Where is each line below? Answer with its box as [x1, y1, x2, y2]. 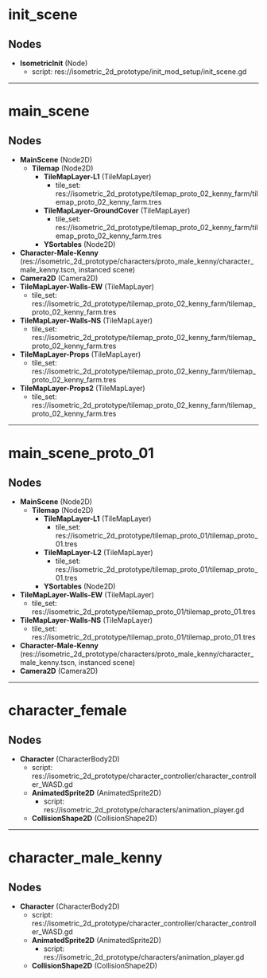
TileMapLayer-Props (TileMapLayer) [19, 350, 141, 359]
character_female [8, 702, 127, 720]
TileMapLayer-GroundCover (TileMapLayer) [43, 205, 191, 215]
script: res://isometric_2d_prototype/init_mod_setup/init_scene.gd [31, 67, 247, 76]
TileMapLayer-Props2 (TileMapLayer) [19, 384, 145, 393]
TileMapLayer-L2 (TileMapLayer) [43, 548, 153, 557]
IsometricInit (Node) [19, 58, 88, 68]
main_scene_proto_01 [8, 444, 155, 463]
